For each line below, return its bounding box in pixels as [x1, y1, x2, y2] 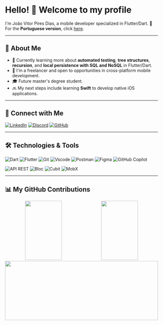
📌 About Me [5, 44, 41, 52]
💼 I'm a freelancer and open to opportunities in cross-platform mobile [12, 68, 151, 73]
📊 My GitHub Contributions [5, 185, 91, 193]
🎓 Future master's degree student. [12, 78, 83, 84]
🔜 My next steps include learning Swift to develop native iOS [12, 85, 135, 91]
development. [12, 72, 40, 78]
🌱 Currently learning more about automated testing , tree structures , [12, 57, 150, 63]
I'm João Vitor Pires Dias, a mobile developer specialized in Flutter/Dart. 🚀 [5, 20, 153, 26]
